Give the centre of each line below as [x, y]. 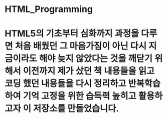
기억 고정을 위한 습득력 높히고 [79, 96]
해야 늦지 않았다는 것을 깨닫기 [96, 59]
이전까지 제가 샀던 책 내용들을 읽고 [89, 71]
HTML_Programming [49, 9]
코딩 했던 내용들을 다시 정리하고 [65, 84]
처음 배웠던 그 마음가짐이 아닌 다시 [80, 46]
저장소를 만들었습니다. [76, 109]
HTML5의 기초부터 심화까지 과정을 [72, 34]
